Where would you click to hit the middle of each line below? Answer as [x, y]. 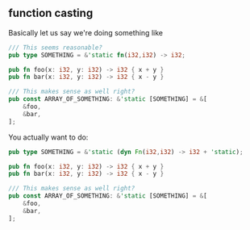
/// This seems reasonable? [56, 48]
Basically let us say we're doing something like [86, 32]
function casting [51, 13]
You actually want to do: [48, 137]
